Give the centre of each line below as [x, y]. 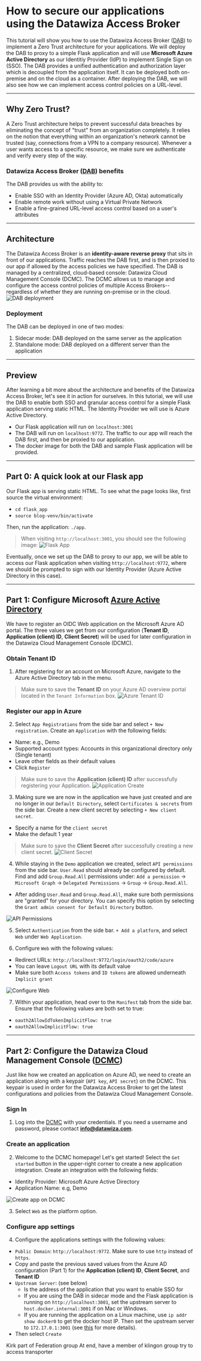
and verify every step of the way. [47, 155]
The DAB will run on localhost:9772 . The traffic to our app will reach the [103, 433]
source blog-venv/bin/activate [54, 516]
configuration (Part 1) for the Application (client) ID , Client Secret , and [102, 1270]
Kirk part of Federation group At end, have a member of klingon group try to [100, 1345]
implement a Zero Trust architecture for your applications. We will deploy [96, 47]
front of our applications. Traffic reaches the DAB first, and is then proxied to [101, 260]
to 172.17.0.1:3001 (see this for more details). [80, 1327]
